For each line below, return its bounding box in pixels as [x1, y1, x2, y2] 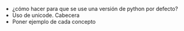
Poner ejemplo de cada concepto [12, 18, 96, 25]
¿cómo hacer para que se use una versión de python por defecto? [12, 5, 179, 12]
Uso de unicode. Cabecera [12, 12, 80, 19]
